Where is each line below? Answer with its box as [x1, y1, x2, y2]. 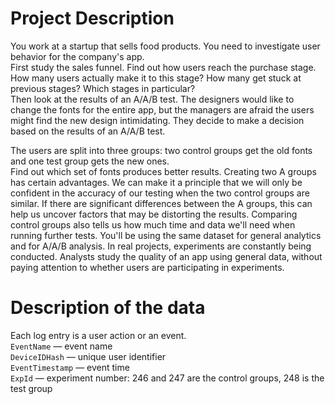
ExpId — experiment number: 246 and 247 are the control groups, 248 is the [10, 372, 325, 384]
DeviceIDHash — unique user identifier [10, 350, 167, 362]
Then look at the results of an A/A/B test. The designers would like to [10, 93, 295, 105]
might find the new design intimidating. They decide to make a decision [10, 114, 305, 126]
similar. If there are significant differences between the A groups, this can [10, 197, 313, 209]
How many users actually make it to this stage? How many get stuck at [10, 72, 302, 84]
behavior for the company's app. [10, 50, 145, 62]
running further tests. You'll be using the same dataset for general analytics [10, 229, 322, 241]
